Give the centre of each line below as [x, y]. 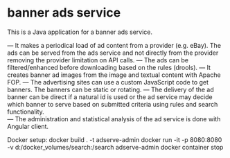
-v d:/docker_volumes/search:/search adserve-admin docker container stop [115, 147]
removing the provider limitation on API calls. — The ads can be [98, 60]
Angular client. [28, 126]
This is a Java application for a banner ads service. [80, 32]
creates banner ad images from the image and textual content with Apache [114, 75]
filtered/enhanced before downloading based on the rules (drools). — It [109, 67]
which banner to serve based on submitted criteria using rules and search [113, 104]
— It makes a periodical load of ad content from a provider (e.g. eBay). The [114, 45]
